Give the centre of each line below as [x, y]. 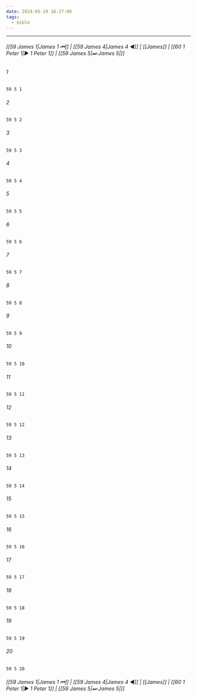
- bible [21, 22]
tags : [13, 17]
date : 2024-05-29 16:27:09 [39, 11]
